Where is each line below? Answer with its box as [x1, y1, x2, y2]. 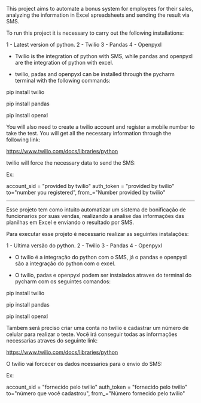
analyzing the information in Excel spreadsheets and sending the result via [6, 11, 190, 19]
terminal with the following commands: [14, 77, 111, 84]
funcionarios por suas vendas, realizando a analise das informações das [6, 213, 184, 219]
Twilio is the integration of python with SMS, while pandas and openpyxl [14, 53, 193, 59]
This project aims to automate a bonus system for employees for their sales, [6, 5, 193, 12]
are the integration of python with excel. [14, 59, 114, 66]
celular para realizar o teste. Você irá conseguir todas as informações [6, 331, 178, 338]
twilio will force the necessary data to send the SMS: [6, 159, 136, 166]
